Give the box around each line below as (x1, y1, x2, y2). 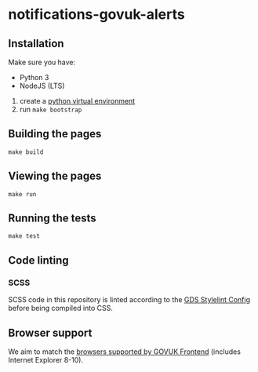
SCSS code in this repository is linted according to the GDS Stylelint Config (8, 295, 251, 305)
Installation (8, 37, 64, 50)
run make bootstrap (19, 104, 82, 114)
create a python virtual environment (19, 97, 136, 105)
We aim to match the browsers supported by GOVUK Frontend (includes (8, 347, 242, 356)
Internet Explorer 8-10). (8, 355, 84, 364)
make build (8, 148, 44, 156)
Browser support (8, 326, 93, 339)
